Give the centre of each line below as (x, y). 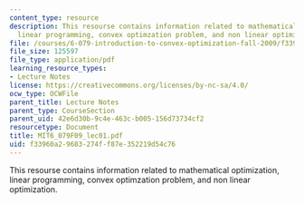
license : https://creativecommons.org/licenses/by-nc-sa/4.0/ (129, 85)
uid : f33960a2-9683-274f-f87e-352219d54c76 (93, 144)
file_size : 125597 (44, 52)
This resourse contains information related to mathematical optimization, (144, 170)
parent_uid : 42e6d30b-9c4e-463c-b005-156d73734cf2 (107, 119)
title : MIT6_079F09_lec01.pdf (66, 136)
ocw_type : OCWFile (44, 93)
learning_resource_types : (58, 69)
